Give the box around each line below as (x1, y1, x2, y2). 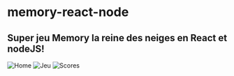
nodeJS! (7, 43, 45, 54)
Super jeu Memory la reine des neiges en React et (7, 32, 228, 44)
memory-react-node (7, 4, 129, 20)
